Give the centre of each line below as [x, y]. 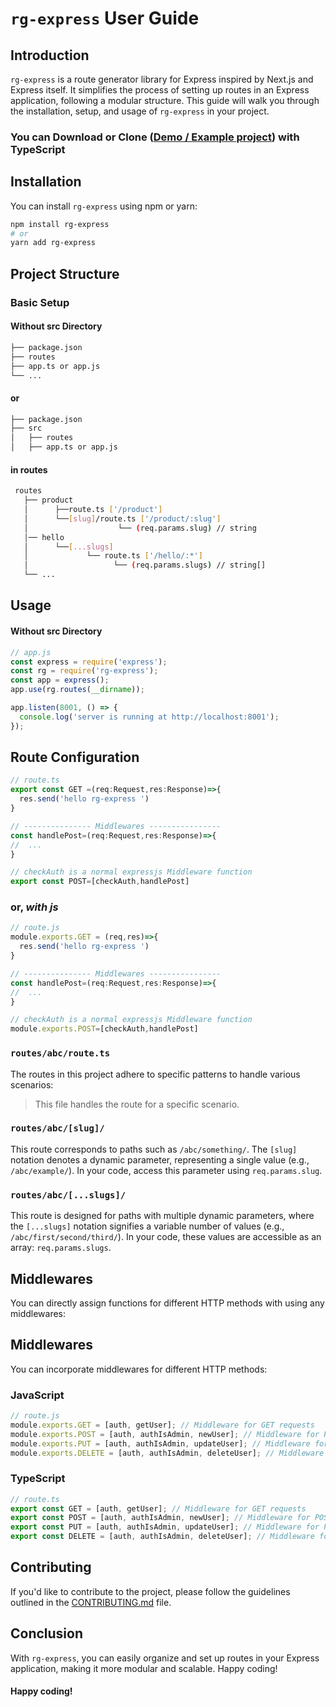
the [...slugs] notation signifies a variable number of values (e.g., [147, 1226]
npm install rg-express [60, 224]
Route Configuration [75, 757]
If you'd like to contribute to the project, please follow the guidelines [150, 1591]
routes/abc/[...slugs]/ [68, 1195]
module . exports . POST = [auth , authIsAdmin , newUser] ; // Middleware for [165, 1434]
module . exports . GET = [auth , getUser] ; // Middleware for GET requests [162, 1425]
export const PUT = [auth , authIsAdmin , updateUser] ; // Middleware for [165, 1527]
